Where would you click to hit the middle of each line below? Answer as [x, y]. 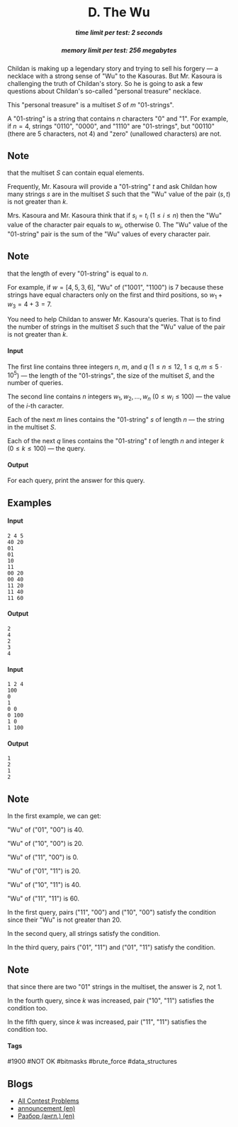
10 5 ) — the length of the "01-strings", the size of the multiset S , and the [111, 375]
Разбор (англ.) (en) [46, 1116]
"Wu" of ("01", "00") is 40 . [46, 830]
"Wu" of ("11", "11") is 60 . [44, 898]
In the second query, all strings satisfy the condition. [84, 934]
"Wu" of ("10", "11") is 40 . [44, 885]
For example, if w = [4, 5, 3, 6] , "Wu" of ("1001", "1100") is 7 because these [115, 287]
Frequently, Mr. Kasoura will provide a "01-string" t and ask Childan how [112, 187]
